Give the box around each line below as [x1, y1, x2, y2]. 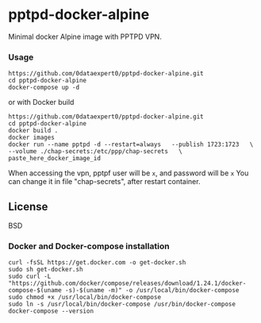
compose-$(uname [8, 286, 62, 294]
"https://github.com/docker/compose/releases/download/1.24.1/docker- [8, 279, 247, 287]
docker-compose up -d [8, 83, 80, 92]
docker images [8, 133, 56, 142]
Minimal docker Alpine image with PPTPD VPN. [8, 32, 163, 41]
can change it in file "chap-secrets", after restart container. [8, 177, 201, 186]
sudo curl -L [8, 272, 52, 281]
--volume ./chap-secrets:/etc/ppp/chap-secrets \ [8, 148, 182, 156]
